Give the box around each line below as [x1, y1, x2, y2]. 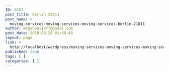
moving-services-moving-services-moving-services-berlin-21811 [10, 21, 145, 26]
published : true [5, 49, 39, 54]
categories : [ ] [5, 58, 39, 63]
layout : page [5, 35, 33, 40]
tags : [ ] [5, 53, 26, 59]
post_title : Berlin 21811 [5, 12, 59, 17]
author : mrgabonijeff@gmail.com [5, 26, 73, 31]
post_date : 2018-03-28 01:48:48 [5, 30, 73, 35]
